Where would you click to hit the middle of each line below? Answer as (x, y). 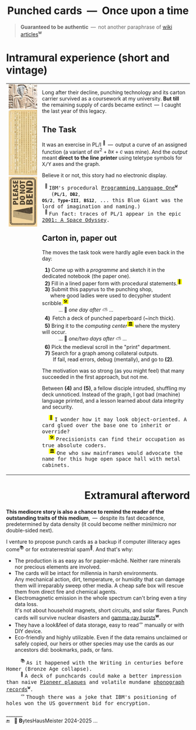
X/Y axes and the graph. (71, 164)
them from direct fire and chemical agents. (66, 591)
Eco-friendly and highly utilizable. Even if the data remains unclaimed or (101, 637)
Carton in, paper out (79, 238)
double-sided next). (30, 530)
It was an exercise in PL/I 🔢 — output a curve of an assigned (114, 144)
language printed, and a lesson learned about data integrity (113, 400)
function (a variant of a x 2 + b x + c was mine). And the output (115, 151)
